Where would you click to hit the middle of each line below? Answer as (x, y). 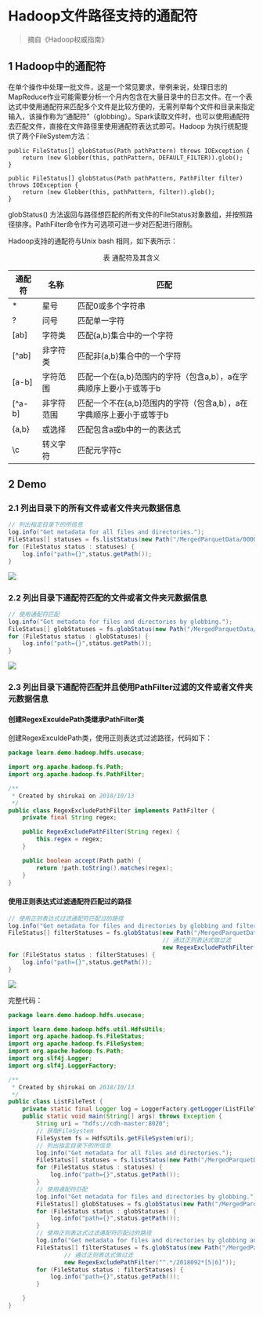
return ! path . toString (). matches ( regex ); (105, 868)
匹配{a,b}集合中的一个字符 (125, 335)
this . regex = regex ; (70, 839)
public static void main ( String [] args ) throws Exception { (122, 1116)
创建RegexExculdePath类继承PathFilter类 (76, 719)
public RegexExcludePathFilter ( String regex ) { (101, 832)
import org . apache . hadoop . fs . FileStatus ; (77, 1037)
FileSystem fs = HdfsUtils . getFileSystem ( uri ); (115, 1138)
